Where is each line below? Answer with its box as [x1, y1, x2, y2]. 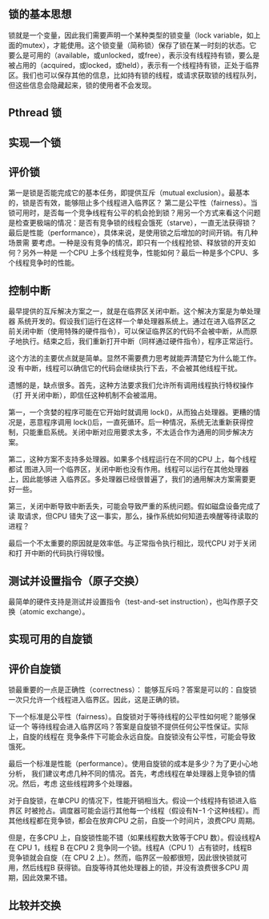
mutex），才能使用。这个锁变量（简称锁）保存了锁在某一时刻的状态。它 [22, 40, 257, 50]
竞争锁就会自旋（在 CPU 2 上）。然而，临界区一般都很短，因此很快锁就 [8, 853, 240, 862]
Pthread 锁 [8, 106, 62, 120]
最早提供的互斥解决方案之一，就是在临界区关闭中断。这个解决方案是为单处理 [8, 306, 261, 316]
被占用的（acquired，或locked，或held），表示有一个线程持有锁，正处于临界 [8, 60, 260, 70]
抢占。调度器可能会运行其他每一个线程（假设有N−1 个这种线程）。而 [38, 806, 260, 816]
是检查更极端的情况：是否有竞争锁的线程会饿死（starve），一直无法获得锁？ [8, 218, 258, 228]
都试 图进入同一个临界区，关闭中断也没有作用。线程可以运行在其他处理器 [8, 465, 249, 474]
